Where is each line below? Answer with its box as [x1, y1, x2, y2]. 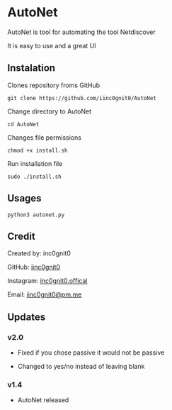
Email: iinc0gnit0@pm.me [7, 290, 82, 299]
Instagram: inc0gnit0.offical [7, 277, 88, 285]
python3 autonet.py [7, 211, 65, 218]
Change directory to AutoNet [7, 107, 92, 116]
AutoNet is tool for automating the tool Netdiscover [7, 28, 156, 36]
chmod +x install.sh [7, 147, 69, 154]
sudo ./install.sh [7, 173, 62, 180]
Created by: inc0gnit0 [7, 249, 71, 257]
